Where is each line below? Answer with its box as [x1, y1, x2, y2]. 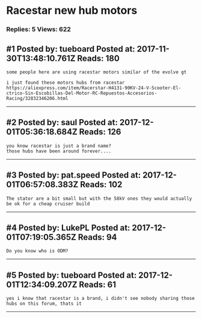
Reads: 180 [77, 53, 120, 63]
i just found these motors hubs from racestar [6, 79, 125, 86]
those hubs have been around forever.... [6, 148, 112, 154]
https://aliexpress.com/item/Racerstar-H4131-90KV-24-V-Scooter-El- [6, 85, 182, 91]
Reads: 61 [79, 279, 116, 290]
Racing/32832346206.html [6, 95, 69, 101]
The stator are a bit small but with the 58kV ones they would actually [6, 195, 192, 202]
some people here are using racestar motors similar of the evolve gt [6, 69, 187, 75]
